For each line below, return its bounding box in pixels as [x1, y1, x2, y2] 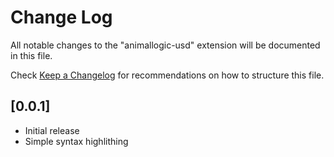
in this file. [10, 49, 53, 61]
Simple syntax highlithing [24, 135, 129, 147]
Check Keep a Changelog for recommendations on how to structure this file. [10, 69, 325, 81]
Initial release [24, 124, 80, 136]
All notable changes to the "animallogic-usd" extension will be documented [10, 39, 321, 51]
